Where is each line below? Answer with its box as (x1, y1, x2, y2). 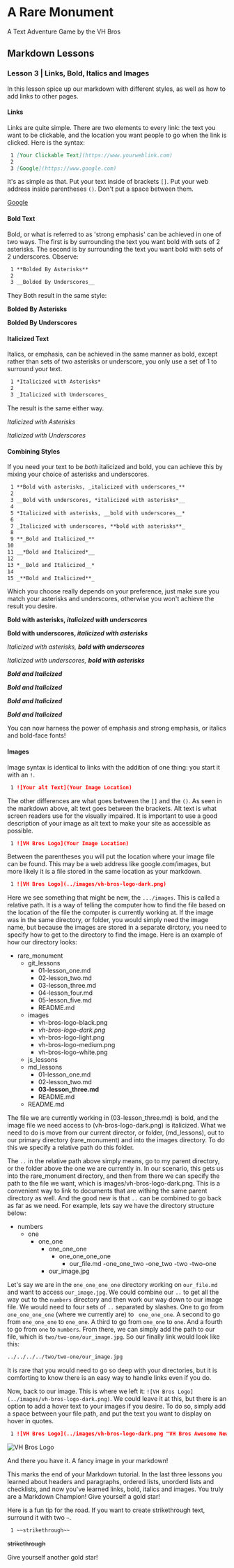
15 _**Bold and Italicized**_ (7, 575, 95, 582)
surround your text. (7, 365, 63, 373)
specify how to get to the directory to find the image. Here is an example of (7, 930, 223, 939)
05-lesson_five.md (38, 996, 92, 1005)
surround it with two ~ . (7, 1513, 72, 1522)
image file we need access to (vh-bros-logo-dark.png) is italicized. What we (7, 1121, 226, 1130)
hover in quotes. (7, 1417, 54, 1425)
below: (7, 1209, 26, 1217)
